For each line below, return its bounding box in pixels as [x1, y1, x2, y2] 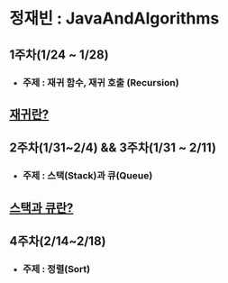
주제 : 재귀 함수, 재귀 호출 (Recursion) [22, 76, 179, 88]
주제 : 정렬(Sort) [22, 262, 91, 275]
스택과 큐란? [9, 200, 74, 215]
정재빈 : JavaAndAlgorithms [9, 8, 220, 29]
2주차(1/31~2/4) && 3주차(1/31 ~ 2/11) [9, 141, 216, 156]
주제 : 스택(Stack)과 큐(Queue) [22, 169, 153, 182]
